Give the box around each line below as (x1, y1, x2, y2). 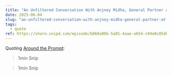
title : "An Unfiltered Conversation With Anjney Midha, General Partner (5, 7, 164, 13)
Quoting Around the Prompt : (5, 45, 65, 51)
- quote (10, 27, 27, 32)
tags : (5, 21, 17, 27)
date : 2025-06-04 (5, 12, 42, 17)
